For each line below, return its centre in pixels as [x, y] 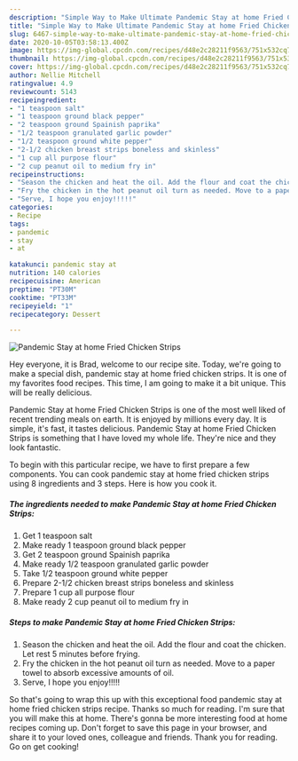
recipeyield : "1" [41, 306]
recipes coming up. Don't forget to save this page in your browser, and [138, 728]
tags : [19, 224]
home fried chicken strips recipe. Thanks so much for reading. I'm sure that [147, 709]
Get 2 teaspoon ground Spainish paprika [96, 555]
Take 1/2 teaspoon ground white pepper [95, 574]
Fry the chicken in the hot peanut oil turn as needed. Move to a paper [149, 663]
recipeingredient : [43, 100]
